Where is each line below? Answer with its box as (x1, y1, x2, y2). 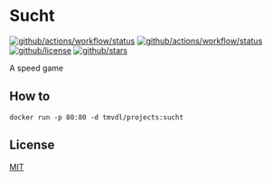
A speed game (9, 62, 64, 73)
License (9, 138, 55, 153)
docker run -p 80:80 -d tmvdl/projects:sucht (9, 112, 183, 122)
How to (9, 89, 51, 104)
